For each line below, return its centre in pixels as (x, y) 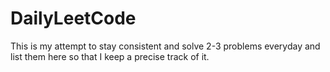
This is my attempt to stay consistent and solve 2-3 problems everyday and (165, 46)
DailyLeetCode (73, 18)
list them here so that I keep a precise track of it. (110, 56)
